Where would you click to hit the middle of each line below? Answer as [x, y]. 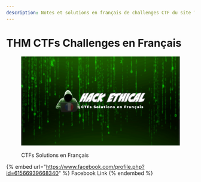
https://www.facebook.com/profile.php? [95, 167]
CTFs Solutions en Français [55, 155]
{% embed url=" [26, 167]
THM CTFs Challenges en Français [94, 43]
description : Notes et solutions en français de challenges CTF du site [99, 13]
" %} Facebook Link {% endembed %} [106, 173]
